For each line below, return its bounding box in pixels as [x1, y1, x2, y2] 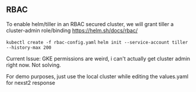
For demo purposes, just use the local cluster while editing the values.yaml [6, 72, 188, 80]
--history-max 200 [6, 45, 52, 50]
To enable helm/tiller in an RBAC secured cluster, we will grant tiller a [6, 20, 174, 27]
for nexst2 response [6, 79, 55, 86]
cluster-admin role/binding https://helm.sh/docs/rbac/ [6, 27, 138, 34]
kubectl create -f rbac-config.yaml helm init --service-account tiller [6, 39, 188, 45]
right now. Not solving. [6, 61, 61, 68]
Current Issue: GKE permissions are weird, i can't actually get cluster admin [6, 55, 191, 62]
